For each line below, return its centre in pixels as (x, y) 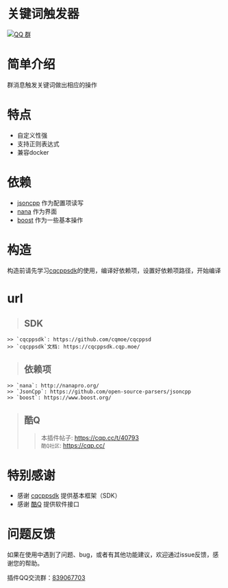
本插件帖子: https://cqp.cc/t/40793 (90, 438)
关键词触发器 (43, 14)
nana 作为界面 (37, 211)
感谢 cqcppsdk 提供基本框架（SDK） (69, 496)
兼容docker (33, 152)
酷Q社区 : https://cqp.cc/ (73, 446)
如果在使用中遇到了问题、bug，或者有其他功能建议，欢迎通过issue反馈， (110, 554)
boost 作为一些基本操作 (50, 220)
